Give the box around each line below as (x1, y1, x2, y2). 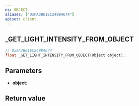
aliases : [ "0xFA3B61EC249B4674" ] (5, 12, 74, 17)
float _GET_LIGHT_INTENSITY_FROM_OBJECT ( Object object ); (5, 53, 126, 58)
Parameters (5, 67, 42, 75)
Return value (5, 94, 46, 103)
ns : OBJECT (5, 7, 28, 12)
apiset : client (5, 16, 37, 21)
